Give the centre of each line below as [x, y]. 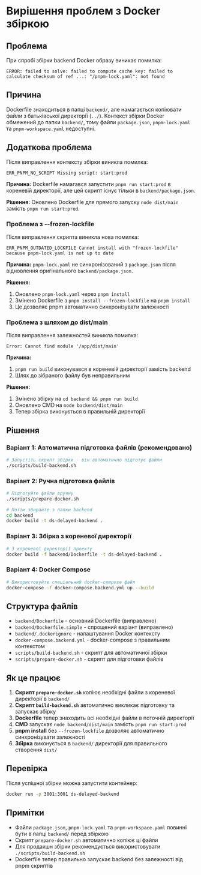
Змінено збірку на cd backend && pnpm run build [76, 399]
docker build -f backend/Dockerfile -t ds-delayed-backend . [84, 554]
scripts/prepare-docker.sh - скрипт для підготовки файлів [89, 659]
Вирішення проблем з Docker [83, 11]
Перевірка [27, 768]
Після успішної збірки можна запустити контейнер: [72, 783]
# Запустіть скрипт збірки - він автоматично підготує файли [84, 460]
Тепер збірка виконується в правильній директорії [80, 412]
